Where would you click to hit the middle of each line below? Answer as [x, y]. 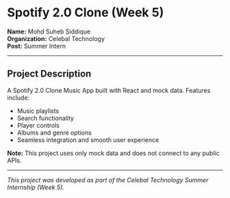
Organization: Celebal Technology [56, 38]
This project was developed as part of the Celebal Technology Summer [108, 180]
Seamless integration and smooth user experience [88, 140]
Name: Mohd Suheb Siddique [49, 31]
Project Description [49, 74]
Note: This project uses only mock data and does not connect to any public [114, 153]
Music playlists [38, 111]
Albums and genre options [54, 132]
